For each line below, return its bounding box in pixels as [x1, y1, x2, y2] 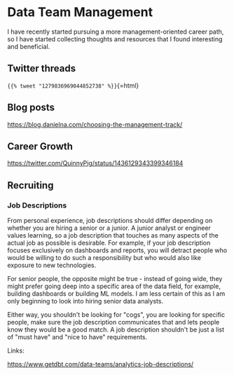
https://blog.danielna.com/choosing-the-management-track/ [7, 120, 183, 128]
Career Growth [7, 140, 74, 152]
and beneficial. [7, 42, 50, 50]
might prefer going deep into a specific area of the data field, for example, [7, 282, 221, 291]
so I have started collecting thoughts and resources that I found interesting [7, 34, 223, 43]
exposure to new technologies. [7, 261, 97, 270]
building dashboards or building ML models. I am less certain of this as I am [7, 289, 226, 298]
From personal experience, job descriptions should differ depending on [7, 217, 213, 225]
